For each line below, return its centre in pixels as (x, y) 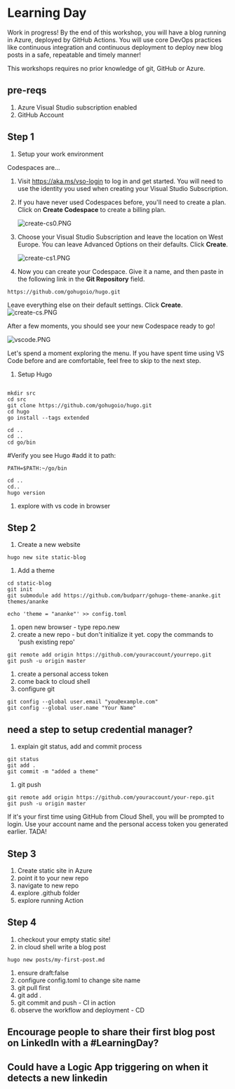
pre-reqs (27, 90)
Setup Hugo (35, 374)
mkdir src (22, 393)
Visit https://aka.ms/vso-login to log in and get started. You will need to (120, 181)
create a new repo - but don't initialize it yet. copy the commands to (115, 635)
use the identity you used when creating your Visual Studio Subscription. (122, 188)
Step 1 (21, 137)
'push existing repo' (46, 642)
